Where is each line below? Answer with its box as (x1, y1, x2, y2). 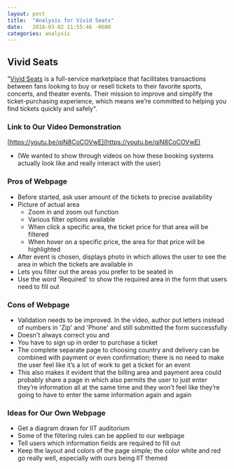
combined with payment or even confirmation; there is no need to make (17, 353, 224, 361)
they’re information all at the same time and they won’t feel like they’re (17, 383, 220, 391)
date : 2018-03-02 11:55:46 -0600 (7, 23, 111, 30)
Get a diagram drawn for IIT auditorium (17, 424, 130, 432)
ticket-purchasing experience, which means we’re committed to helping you (7, 97, 226, 105)
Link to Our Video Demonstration (7, 122, 121, 131)
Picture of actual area (17, 200, 80, 208)
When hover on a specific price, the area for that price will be (27, 237, 205, 246)
